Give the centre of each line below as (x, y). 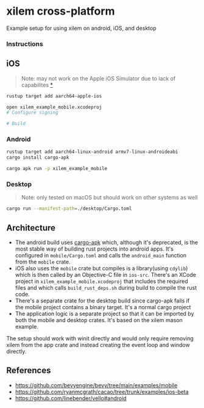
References (29, 370)
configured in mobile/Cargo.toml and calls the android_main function (101, 256)
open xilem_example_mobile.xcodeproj (54, 107)
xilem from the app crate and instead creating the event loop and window (98, 345)
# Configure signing (33, 113)
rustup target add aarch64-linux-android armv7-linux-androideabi (92, 152)
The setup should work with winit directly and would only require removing (100, 338)
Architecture (31, 228)
